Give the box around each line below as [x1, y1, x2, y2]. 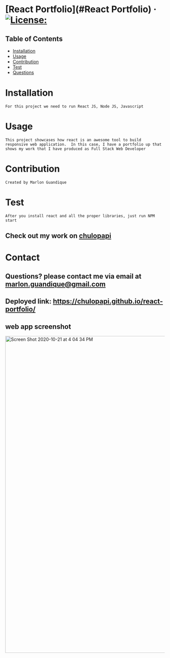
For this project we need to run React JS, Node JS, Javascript [5, 104, 144, 109]
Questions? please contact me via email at [5, 272, 142, 281]
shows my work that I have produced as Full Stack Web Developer [5, 146, 146, 151]
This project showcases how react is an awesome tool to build [5, 137, 142, 142]
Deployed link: [5, 297, 52, 306]
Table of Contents [5, 34, 63, 43]
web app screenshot [5, 322, 71, 331]
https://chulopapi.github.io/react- [53, 297, 163, 306]
